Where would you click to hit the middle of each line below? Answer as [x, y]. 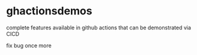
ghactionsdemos [49, 11]
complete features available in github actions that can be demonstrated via [98, 27]
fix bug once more [29, 45]
